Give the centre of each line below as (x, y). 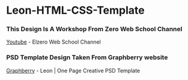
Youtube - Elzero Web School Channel (53, 42)
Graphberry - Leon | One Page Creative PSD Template (73, 70)
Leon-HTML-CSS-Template (76, 10)
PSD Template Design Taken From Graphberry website (87, 57)
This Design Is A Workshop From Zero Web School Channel (94, 29)
